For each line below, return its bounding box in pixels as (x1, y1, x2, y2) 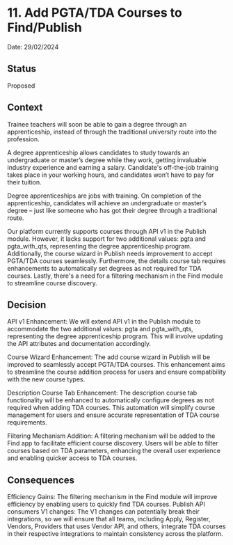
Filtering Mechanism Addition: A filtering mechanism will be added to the (7, 432, 216, 440)
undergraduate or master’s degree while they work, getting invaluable (7, 155, 207, 164)
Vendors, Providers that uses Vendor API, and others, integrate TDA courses (7, 522, 226, 530)
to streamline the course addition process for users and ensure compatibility (7, 368, 226, 377)
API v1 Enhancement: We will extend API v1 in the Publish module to (7, 317, 201, 326)
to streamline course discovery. (7, 278, 97, 287)
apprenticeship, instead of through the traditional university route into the (7, 127, 217, 136)
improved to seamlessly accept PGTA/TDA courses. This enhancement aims (7, 361, 226, 369)
